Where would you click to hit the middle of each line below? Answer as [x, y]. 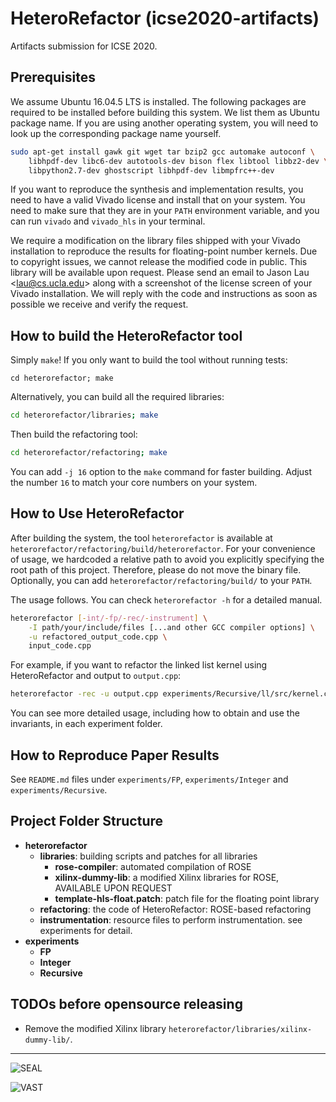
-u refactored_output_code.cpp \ [98, 637]
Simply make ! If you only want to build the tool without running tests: [149, 360]
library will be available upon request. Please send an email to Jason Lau [160, 273]
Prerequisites [53, 77]
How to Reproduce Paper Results [115, 755]
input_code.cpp [60, 646]
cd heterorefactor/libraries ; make [84, 415]
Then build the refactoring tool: [74, 434]
